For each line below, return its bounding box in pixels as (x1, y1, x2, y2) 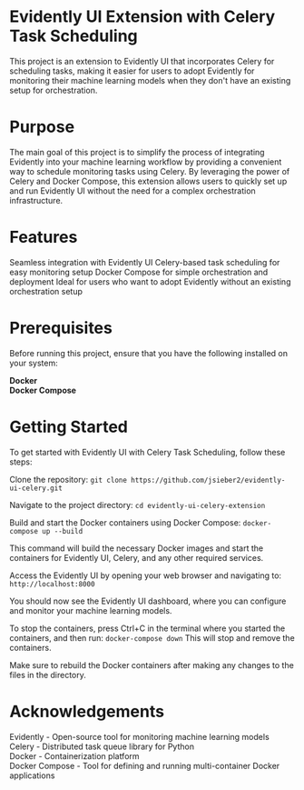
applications (9, 770, 55, 781)
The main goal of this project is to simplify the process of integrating (9, 146, 265, 157)
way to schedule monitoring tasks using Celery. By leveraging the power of (9, 165, 290, 176)
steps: (9, 456, 33, 467)
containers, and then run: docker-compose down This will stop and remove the (9, 632, 295, 643)
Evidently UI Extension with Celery (9, 6, 276, 27)
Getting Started (9, 416, 129, 437)
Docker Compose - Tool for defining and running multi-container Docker (9, 760, 280, 771)
